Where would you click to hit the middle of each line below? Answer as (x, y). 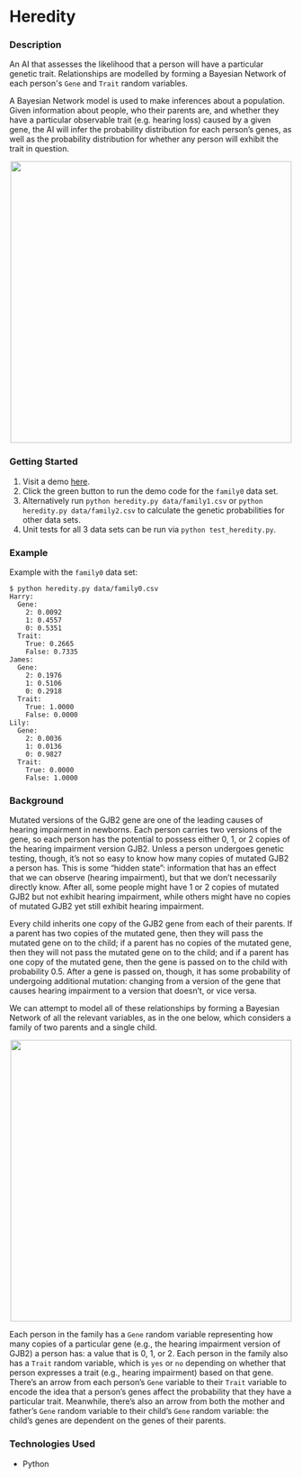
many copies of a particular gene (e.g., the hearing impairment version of (145, 1344)
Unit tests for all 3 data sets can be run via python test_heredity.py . (149, 529)
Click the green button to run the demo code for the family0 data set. (150, 491)
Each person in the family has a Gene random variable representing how (142, 1335)
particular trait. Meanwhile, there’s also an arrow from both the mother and (147, 1401)
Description (36, 45)
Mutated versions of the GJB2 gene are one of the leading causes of (136, 820)
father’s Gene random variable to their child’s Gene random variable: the (139, 1411)
